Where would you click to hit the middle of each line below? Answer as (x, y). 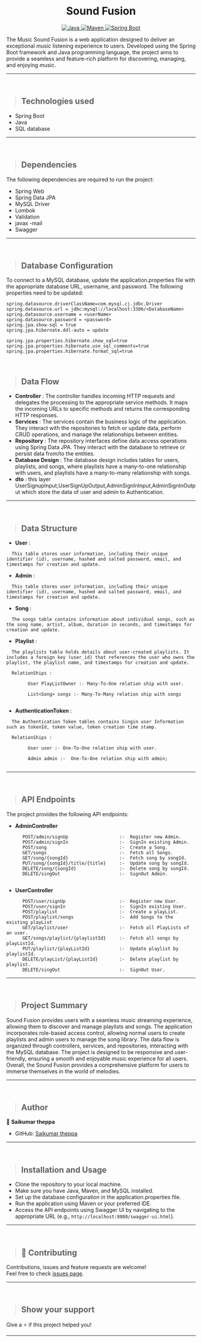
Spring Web (29, 191)
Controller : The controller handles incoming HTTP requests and (95, 396)
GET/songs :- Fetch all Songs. (97, 853)
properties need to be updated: (45, 293)
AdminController (36, 826)
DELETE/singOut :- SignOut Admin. (95, 874)
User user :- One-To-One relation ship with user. (93, 748)
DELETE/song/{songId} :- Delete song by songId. (106, 869)
